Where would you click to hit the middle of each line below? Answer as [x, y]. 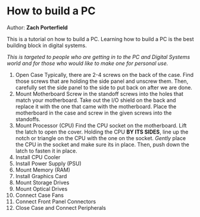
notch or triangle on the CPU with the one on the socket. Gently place [101, 138]
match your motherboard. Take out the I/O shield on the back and [96, 100]
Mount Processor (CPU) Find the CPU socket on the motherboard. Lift [101, 125]
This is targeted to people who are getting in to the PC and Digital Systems [99, 57]
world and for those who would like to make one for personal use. [87, 63]
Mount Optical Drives [41, 188]
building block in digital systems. [47, 45]
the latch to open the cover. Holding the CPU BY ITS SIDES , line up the [102, 132]
